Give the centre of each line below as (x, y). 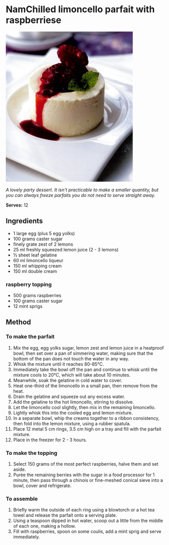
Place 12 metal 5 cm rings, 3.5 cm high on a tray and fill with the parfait (87, 429)
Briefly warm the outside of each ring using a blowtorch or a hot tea (84, 510)
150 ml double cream (35, 271)
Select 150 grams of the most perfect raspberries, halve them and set (86, 464)
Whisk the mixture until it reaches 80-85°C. (58, 364)
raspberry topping (29, 284)
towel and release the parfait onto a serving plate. (65, 515)
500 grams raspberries (37, 296)
